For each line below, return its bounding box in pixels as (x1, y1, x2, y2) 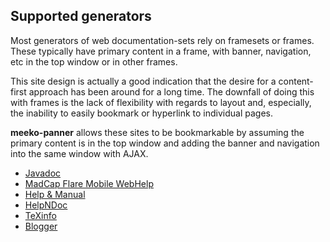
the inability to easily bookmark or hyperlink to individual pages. (10, 107, 274, 119)
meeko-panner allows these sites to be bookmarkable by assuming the (10, 126, 305, 138)
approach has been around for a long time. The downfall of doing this (28, 85, 315, 98)
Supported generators (10, 8, 152, 25)
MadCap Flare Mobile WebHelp (24, 177, 154, 189)
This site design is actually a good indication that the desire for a (10, 75, 277, 87)
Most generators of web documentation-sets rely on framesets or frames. (10, 34, 315, 46)
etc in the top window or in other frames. (10, 55, 178, 68)
